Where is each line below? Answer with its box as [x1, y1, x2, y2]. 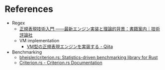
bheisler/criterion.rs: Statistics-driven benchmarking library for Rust [19, 54, 158, 60]
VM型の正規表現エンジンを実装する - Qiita [26, 43, 113, 49]
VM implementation [19, 37, 60, 43]
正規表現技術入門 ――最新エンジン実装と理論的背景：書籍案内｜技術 [19, 26, 160, 32]
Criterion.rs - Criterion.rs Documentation [19, 60, 103, 66]
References [4, 3, 53, 15]
